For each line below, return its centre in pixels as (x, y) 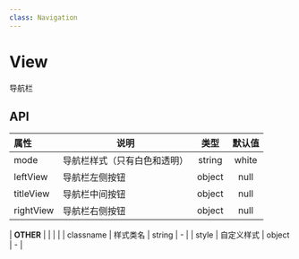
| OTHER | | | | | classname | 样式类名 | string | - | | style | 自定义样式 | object (149, 235)
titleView (32, 194)
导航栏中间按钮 (94, 194)
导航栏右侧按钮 (94, 212)
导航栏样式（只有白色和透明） (125, 160)
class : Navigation (43, 17)
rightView (34, 211)
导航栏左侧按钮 (94, 177)
